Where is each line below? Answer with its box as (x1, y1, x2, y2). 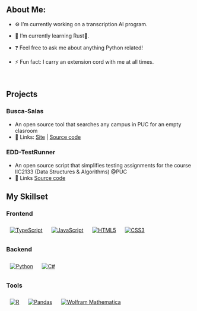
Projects (6, 89, 38, 99)
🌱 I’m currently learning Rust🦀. (14, 32, 90, 39)
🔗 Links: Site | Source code (14, 133, 81, 141)
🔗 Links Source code (14, 174, 66, 181)
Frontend (6, 210, 33, 218)
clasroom (14, 127, 38, 134)
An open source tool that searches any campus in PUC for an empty (14, 120, 182, 127)
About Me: (6, 5, 46, 15)
